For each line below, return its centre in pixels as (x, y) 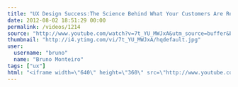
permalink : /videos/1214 (44, 27)
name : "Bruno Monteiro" (49, 60)
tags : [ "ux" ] (27, 66)
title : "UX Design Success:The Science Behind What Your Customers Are (115, 14)
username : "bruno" (41, 53)
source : (19, 33)
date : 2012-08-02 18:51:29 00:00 (57, 20)
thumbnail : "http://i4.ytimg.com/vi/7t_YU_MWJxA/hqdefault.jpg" (104, 40)
